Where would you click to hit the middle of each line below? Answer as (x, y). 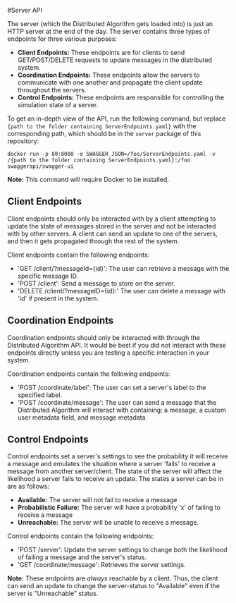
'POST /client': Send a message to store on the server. (96, 283)
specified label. (39, 395)
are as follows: (29, 487)
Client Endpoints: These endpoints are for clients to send (101, 53)
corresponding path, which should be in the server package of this (104, 134)
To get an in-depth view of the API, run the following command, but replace (117, 118)
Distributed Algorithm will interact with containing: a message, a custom (122, 410)
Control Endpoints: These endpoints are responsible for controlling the (121, 97)
